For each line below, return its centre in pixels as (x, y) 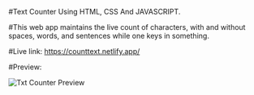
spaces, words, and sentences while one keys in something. (109, 36)
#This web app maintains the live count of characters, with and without (127, 27)
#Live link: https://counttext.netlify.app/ (74, 51)
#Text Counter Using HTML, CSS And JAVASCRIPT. (95, 12)
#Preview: (25, 67)
